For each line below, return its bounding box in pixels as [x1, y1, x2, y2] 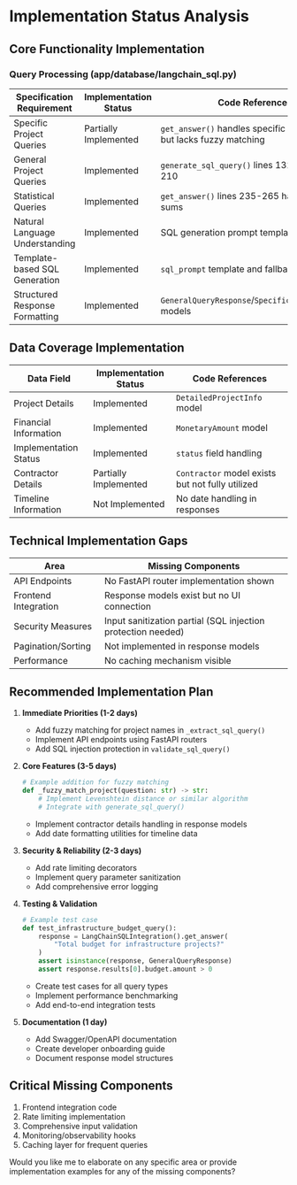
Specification [16, 90, 73, 103]
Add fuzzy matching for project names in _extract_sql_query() [34, 725, 266, 735]
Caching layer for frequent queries [21, 1139, 148, 1150]
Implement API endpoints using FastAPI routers [34, 735, 208, 745]
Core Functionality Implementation [9, 42, 205, 57]
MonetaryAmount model [176, 421, 268, 434]
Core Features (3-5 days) [21, 761, 118, 772]
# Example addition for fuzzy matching [21, 778, 170, 787]
